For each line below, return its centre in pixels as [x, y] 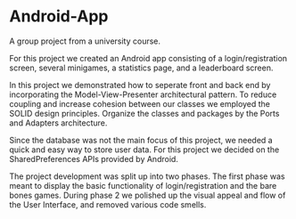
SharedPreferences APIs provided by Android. [94, 158]
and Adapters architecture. [58, 123]
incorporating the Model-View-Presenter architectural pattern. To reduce [143, 94]
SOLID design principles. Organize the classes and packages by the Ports [144, 113]
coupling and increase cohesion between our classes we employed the [140, 103]
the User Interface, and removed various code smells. [108, 204]
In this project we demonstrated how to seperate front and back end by [140, 85]
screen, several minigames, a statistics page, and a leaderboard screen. [141, 68]
